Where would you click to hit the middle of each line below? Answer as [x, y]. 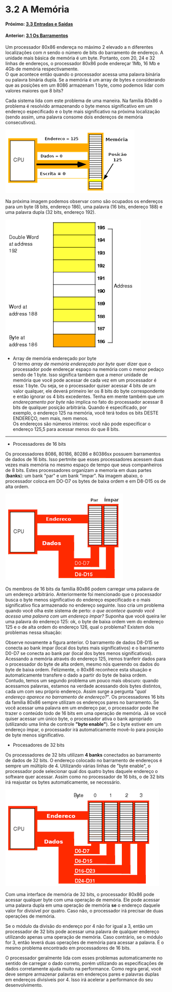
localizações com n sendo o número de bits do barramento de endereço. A [84, 52]
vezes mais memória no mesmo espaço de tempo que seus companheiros [84, 465]
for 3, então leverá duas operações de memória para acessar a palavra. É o [85, 942]
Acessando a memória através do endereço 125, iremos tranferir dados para [86, 659]
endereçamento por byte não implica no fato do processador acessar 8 [88, 402]
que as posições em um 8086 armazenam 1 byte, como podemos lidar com [85, 85]
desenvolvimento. [24, 985]
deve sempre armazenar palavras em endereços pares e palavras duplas [82, 974]
